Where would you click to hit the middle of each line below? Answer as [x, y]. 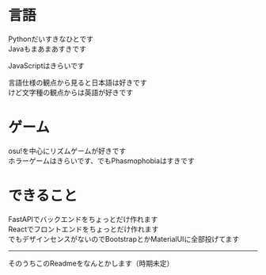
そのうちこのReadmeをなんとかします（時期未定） [91, 263]
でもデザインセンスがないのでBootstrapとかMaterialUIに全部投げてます [124, 239]
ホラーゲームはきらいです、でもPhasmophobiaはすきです [102, 160]
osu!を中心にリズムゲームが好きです [67, 151]
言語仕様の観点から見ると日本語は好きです [78, 82]
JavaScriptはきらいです [46, 65]
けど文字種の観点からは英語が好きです [70, 92]
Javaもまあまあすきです [47, 48]
